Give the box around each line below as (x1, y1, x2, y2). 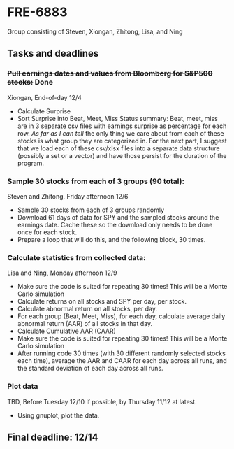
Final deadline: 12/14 (7, 431, 98, 443)
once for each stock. (17, 228, 78, 236)
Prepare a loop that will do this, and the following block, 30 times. (17, 235, 206, 243)
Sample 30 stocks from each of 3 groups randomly (17, 206, 165, 214)
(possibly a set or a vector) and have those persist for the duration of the (17, 151, 227, 159)
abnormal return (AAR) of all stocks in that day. (17, 320, 152, 328)
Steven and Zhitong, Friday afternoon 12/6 (7, 192, 129, 200)
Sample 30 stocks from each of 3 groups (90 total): (7, 176, 185, 186)
